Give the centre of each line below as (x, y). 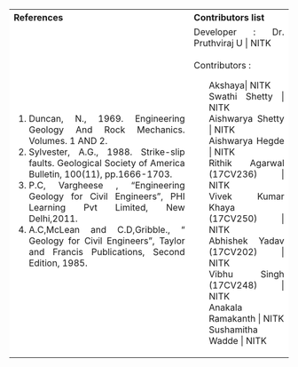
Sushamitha (234, 330)
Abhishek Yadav (247, 241)
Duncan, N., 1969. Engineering (107, 119)
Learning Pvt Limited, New (107, 207)
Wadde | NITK (238, 341)
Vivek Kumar (247, 196)
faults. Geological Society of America (107, 163)
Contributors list (229, 17)
